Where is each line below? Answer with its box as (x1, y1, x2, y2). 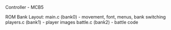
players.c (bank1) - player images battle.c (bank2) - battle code (5, 19, 139, 25)
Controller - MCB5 (5, 4, 44, 10)
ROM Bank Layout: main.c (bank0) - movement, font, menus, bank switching (5, 14, 166, 19)
